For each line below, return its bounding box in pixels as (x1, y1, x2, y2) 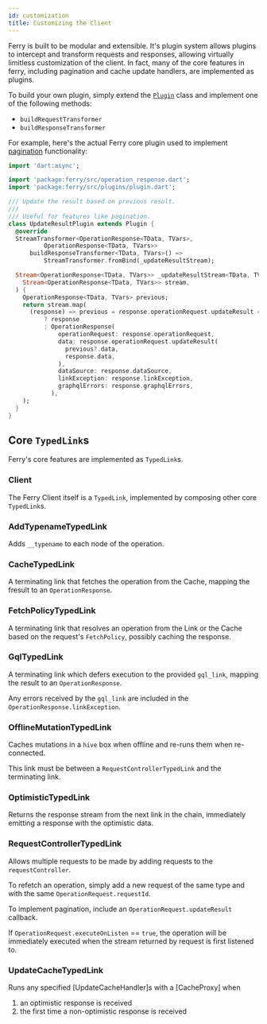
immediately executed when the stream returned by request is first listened (8, 936, 254, 946)
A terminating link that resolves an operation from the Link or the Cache (8, 623, 242, 633)
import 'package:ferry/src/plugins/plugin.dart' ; (8, 184, 176, 192)
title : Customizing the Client (8, 19, 112, 27)
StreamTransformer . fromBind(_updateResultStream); (43, 257, 215, 265)
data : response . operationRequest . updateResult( (58, 337, 219, 346)
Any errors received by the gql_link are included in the (8, 693, 189, 703)
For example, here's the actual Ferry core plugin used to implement (8, 138, 228, 147)
